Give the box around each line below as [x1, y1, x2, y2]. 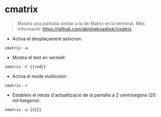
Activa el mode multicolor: [12, 73, 67, 79]
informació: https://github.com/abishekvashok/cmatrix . [17, 25, 133, 32]
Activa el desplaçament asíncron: [12, 36, 83, 42]
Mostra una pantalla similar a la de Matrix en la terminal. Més [17, 20, 145, 26]
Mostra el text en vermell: [12, 54, 66, 61]
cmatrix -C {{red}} [5, 64, 46, 69]
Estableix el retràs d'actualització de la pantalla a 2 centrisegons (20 [12, 92, 156, 98]
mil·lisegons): [12, 97, 40, 103]
